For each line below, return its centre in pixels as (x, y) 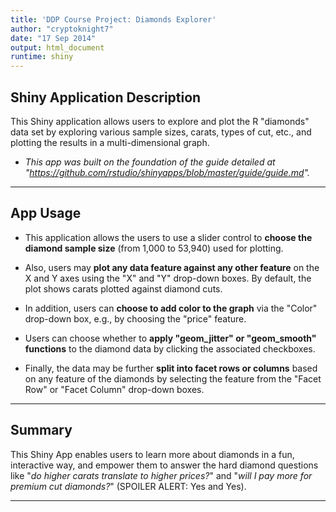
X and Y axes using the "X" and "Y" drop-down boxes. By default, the (168, 278)
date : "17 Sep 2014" (53, 38)
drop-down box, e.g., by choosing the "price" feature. (135, 318)
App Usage (46, 213)
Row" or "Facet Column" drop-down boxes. (114, 389)
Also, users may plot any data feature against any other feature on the (172, 267)
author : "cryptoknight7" (62, 29)
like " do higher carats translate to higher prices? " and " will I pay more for (161, 475)
